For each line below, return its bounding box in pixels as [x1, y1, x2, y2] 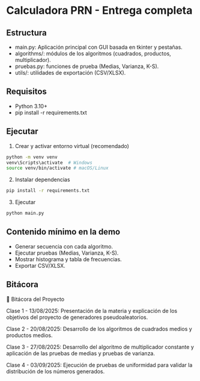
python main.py [6, 210, 44, 217]
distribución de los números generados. [6, 368, 105, 375]
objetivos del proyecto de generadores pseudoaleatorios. [6, 314, 148, 321]
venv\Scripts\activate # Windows [6, 160, 93, 166]
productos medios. [6, 332, 53, 339]
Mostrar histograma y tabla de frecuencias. [14, 255, 122, 262]
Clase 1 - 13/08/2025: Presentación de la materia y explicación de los [6, 307, 178, 314]
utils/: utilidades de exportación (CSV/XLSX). [14, 69, 126, 76]
